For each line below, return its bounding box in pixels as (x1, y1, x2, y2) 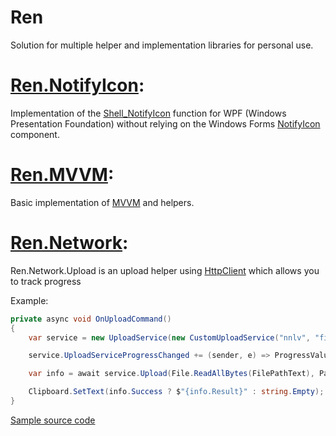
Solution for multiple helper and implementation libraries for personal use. (10, 39, 314, 51)
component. (10, 128, 60, 140)
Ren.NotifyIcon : (10, 74, 145, 97)
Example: (10, 294, 49, 306)
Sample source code (10, 414, 96, 426)
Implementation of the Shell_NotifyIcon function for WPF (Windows (10, 107, 287, 119)
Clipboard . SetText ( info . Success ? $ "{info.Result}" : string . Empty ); (28, 387, 325, 397)
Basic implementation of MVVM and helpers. (10, 196, 195, 208)
